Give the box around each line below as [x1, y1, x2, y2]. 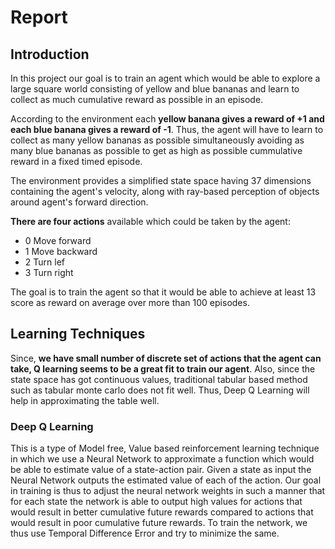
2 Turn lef [24, 256, 65, 268]
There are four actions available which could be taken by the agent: [10, 216, 291, 227]
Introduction [10, 46, 90, 63]
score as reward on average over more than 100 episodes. [10, 297, 250, 308]
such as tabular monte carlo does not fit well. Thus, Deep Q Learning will [10, 384, 310, 396]
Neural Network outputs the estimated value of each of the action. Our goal [10, 474, 322, 486]
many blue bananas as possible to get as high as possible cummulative [10, 145, 303, 156]
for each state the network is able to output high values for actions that [10, 496, 303, 508]
